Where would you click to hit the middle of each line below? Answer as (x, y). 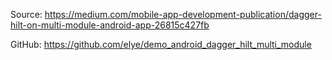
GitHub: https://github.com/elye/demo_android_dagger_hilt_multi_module (161, 44)
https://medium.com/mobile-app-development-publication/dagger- (183, 14)
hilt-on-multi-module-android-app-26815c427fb (110, 25)
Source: (26, 14)
